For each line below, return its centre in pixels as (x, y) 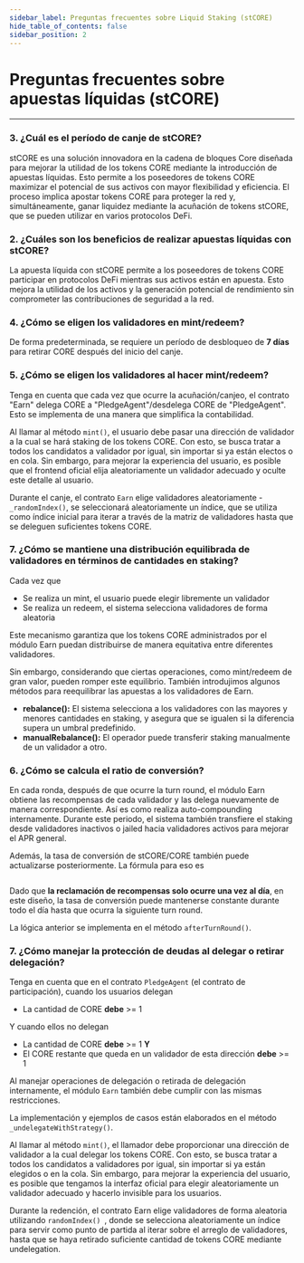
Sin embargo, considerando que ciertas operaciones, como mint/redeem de (151, 672)
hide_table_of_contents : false (68, 26)
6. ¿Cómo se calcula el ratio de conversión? (107, 770)
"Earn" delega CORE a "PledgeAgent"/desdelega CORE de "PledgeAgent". (148, 405)
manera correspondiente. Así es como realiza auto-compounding (131, 809)
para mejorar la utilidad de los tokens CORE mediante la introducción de (143, 167)
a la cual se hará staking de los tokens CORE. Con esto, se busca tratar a (145, 441)
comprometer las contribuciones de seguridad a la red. (112, 299)
